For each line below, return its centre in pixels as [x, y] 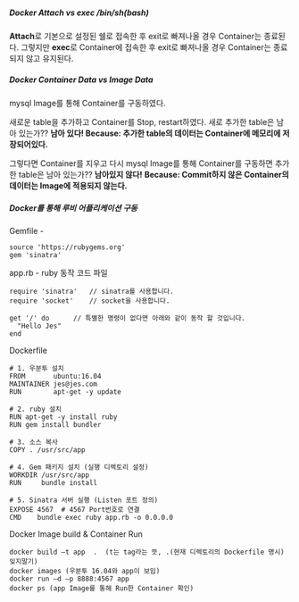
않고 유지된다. [50, 58]
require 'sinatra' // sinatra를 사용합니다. [91, 291]
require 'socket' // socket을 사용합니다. [90, 301]
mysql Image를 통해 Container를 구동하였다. [88, 103]
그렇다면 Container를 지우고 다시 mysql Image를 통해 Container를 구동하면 [141, 163]
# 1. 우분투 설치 [37, 368]
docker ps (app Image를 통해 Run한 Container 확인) [102, 588]
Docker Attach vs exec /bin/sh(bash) [79, 13]
